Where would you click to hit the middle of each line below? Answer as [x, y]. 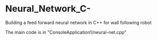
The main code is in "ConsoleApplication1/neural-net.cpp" [66, 32]
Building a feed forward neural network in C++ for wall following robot [78, 22]
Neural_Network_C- [48, 9]
